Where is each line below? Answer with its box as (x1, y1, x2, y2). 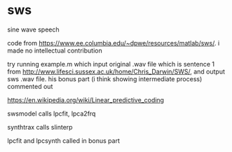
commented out (7, 82, 53, 90)
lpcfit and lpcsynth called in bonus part (7, 136, 121, 145)
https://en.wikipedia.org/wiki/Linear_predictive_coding (7, 95, 165, 104)
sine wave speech (7, 25, 60, 34)
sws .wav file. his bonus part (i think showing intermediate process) (7, 74, 203, 83)
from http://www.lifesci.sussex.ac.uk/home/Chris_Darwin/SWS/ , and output (7, 67, 226, 76)
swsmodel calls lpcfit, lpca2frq (7, 109, 96, 118)
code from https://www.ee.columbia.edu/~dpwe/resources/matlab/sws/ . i (7, 39, 220, 47)
